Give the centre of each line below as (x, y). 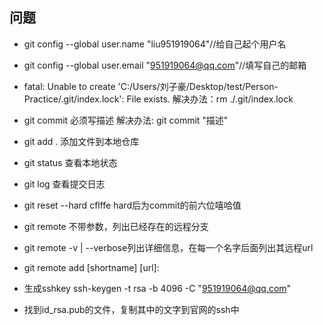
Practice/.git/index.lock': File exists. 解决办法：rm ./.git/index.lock (158, 99)
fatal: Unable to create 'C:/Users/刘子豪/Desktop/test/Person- (151, 86)
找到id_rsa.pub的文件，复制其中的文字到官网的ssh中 (131, 309)
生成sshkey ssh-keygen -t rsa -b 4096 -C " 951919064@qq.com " (157, 288)
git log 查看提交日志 (64, 184)
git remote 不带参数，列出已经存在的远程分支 (116, 226)
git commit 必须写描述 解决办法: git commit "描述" (126, 120)
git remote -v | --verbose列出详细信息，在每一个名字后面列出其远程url (168, 247)
